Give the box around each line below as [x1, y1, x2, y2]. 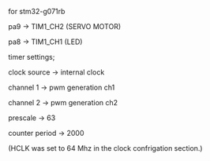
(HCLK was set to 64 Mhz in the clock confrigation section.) [8, 144, 203, 152]
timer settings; [8, 53, 55, 61]
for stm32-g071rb [8, 7, 66, 16]
